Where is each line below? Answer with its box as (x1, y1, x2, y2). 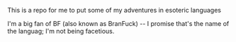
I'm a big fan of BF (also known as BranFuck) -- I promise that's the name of (7, 20, 230, 27)
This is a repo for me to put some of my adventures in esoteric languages (7, 6, 222, 14)
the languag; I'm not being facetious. (7, 27, 115, 35)
